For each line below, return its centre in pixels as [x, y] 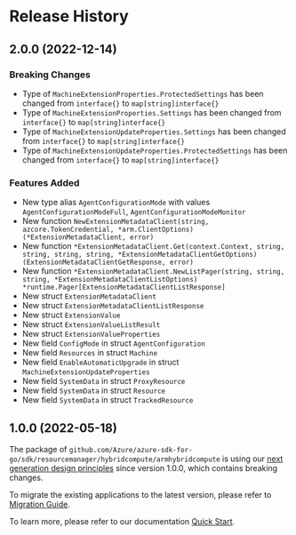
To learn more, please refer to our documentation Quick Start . [122, 521]
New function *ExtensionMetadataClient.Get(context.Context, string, [153, 246]
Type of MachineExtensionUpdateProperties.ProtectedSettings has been [155, 150]
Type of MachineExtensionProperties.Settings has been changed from [152, 112]
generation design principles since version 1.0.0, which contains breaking [144, 467]
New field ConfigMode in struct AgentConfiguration [114, 343]
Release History [69, 16]
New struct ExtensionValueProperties [91, 334]
